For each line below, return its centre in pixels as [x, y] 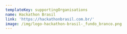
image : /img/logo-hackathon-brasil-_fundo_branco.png [64, 24]
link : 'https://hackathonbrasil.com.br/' [50, 19]
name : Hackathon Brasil [31, 14]
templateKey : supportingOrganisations [46, 10]
